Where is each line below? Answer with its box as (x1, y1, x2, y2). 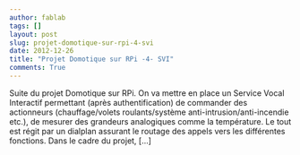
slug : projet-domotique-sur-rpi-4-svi (9, 38, 154, 47)
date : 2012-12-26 (9, 47, 74, 56)
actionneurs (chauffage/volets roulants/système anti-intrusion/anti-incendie (9, 107, 289, 117)
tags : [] (9, 22, 42, 30)
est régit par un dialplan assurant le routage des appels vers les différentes (9, 125, 286, 136)
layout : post (9, 30, 58, 39)
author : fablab (9, 13, 66, 22)
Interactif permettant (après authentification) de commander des (9, 97, 248, 108)
